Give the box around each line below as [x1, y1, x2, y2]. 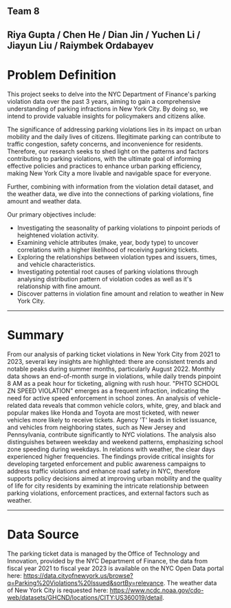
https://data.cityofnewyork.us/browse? [23, 571, 134, 580]
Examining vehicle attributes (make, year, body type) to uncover [16, 238, 199, 246]
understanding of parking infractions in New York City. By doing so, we [7, 105, 208, 113]
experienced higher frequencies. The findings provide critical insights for [7, 452, 214, 460]
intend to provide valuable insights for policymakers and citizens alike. [7, 111, 206, 120]
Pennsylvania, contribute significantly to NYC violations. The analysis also [7, 430, 217, 439]
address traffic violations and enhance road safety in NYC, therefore [7, 467, 201, 475]
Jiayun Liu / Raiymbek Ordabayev [7, 39, 154, 51]
